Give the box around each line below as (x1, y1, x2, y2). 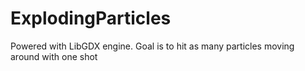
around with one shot (10, 50, 98, 62)
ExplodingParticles (10, 7, 172, 30)
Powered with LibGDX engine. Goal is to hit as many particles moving (10, 40, 295, 52)
